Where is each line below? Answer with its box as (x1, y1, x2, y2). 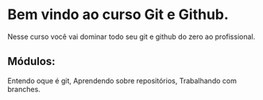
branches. (7, 84, 41, 94)
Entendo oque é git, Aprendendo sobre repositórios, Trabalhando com (7, 75, 238, 85)
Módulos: (7, 55, 56, 68)
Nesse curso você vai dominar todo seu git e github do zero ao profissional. (7, 32, 256, 41)
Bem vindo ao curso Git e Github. (7, 6, 230, 24)
